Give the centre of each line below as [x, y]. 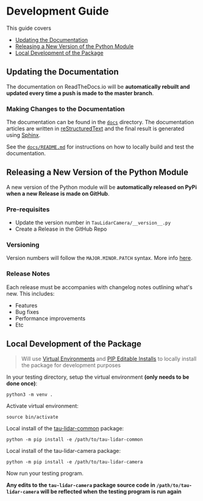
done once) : [22, 383]
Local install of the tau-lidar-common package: [65, 428]
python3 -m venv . [30, 394]
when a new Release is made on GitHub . [58, 194]
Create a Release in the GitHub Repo [61, 229]
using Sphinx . [23, 135]
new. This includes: [30, 293]
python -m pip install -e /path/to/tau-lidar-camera [75, 462]
